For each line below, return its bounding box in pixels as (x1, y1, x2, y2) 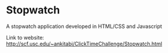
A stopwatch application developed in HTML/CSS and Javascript (6, 23, 162, 30)
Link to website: (6, 34, 44, 41)
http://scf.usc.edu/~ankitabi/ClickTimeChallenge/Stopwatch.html (6, 40, 163, 47)
